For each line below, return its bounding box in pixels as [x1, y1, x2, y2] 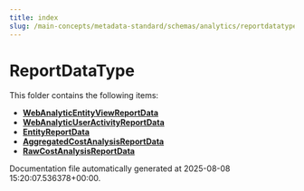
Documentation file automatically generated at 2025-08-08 [9, 163, 231, 174]
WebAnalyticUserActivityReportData [22, 117, 165, 128]
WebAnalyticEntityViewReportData [22, 107, 159, 118]
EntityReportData [22, 127, 90, 138]
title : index [9, 13, 59, 23]
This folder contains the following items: [9, 90, 159, 101]
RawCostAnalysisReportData [22, 146, 136, 157]
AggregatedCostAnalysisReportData [22, 136, 165, 147]
